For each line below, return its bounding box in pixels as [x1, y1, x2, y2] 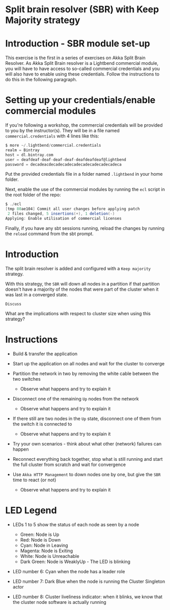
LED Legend [5, 505, 57, 516]
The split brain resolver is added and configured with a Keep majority [5, 265, 151, 271]
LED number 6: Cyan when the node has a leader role [12, 568, 125, 574]
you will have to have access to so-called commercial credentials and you [5, 65, 160, 72]
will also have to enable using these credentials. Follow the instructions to [5, 71, 159, 77]
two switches [12, 376, 41, 382]
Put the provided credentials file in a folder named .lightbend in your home [5, 171, 163, 177]
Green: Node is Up [20, 531, 60, 537]
